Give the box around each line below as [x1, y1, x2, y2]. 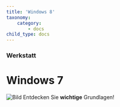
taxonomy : [6, 15, 31, 21]
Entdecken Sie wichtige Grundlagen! [23, 93, 115, 100]
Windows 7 [6, 74, 63, 88]
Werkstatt [6, 51, 36, 60]
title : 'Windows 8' [6, 8, 55, 15]
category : [17, 20, 42, 26]
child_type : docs [6, 31, 50, 37]
